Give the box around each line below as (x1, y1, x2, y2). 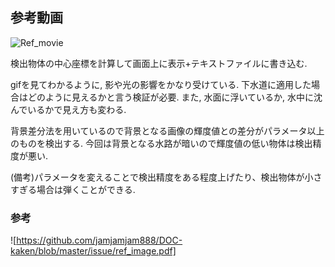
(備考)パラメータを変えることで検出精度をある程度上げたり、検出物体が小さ (10, 171, 323, 183)
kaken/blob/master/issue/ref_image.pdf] (10, 245, 177, 257)
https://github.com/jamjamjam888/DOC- (16, 234, 183, 247)
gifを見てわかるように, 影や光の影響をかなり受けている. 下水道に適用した (10, 78, 312, 90)
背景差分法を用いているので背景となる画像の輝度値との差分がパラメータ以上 (10, 124, 325, 137)
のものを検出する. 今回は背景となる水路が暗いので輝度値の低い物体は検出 (10, 137, 313, 149)
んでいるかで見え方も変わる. (10, 103, 127, 115)
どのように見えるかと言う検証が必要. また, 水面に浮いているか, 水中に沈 (27, 91, 323, 103)
